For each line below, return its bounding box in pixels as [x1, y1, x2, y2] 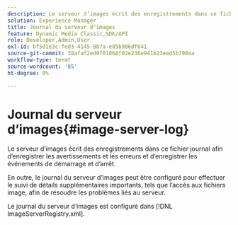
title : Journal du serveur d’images [7, 23, 115, 30]
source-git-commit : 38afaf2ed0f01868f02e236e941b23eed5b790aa [7, 50, 195, 57]
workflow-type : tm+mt [7, 57, 72, 64]
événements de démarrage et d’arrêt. [7, 160, 116, 168]
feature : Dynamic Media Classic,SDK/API [7, 30, 129, 37]
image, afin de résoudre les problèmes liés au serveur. [7, 188, 166, 197]
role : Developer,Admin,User [7, 37, 91, 44]
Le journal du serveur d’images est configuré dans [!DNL [7, 202, 173, 211]
